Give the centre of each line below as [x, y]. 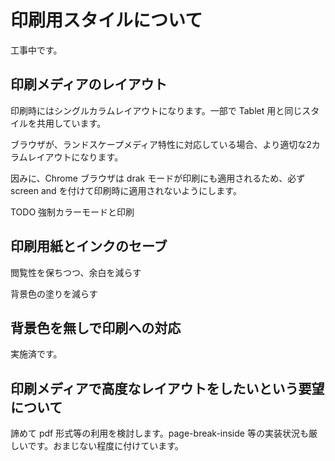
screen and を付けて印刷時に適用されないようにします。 [126, 190]
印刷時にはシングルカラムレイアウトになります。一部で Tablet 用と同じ [156, 110]
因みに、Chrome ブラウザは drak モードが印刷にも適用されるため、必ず [158, 178]
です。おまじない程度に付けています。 [105, 446]
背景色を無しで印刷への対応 [96, 327]
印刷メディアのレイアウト [89, 84]
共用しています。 [71, 123]
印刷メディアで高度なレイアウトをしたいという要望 [167, 388]
